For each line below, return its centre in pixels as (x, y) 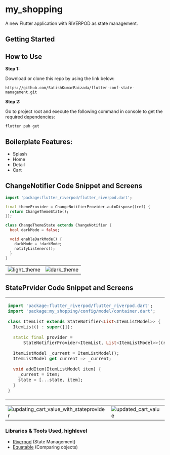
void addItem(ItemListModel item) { (57, 369)
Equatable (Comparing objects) (45, 447)
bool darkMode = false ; (35, 230)
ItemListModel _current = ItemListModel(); (66, 353)
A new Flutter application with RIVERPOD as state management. (72, 23)
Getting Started (30, 39)
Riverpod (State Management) (44, 442)
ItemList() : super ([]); (43, 327)
